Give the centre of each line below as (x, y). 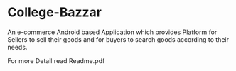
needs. (17, 47)
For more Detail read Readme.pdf (56, 60)
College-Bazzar (54, 12)
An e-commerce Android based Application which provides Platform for (112, 32)
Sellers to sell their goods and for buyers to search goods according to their (118, 39)
